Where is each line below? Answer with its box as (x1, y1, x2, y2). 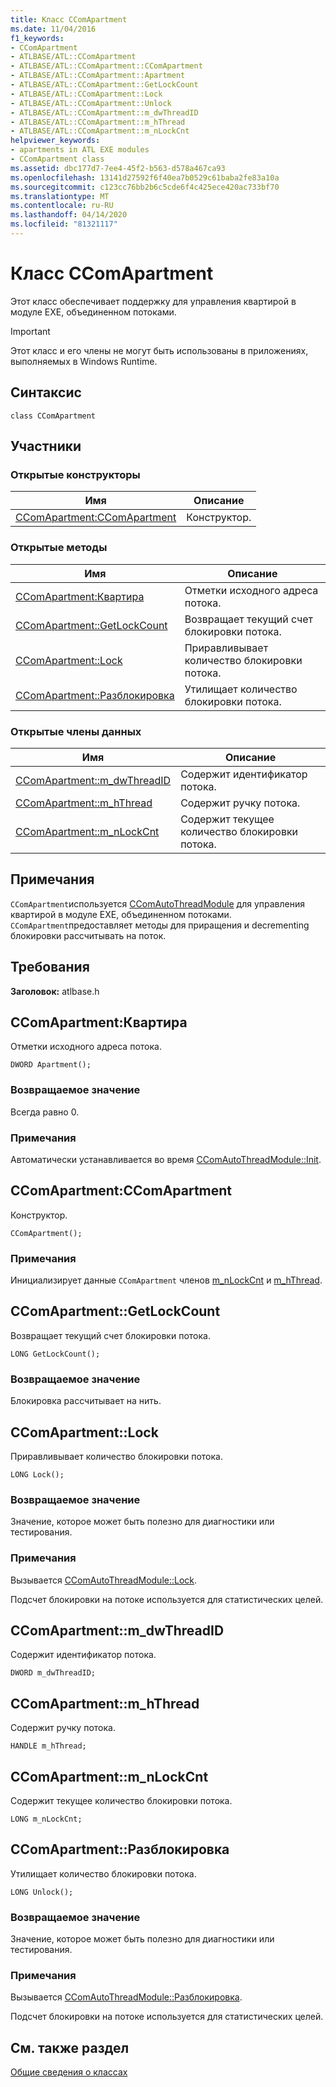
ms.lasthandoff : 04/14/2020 (10, 210, 128, 220)
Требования (10, 959, 90, 976)
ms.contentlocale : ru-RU (10, 201, 114, 211)
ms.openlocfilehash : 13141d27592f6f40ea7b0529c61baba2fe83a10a (10, 172, 280, 183)
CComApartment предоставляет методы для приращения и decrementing (10, 919, 310, 931)
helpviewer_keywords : (10, 136, 101, 146)
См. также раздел (10, 2039, 130, 2056)
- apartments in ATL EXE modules (10, 145, 150, 155)
